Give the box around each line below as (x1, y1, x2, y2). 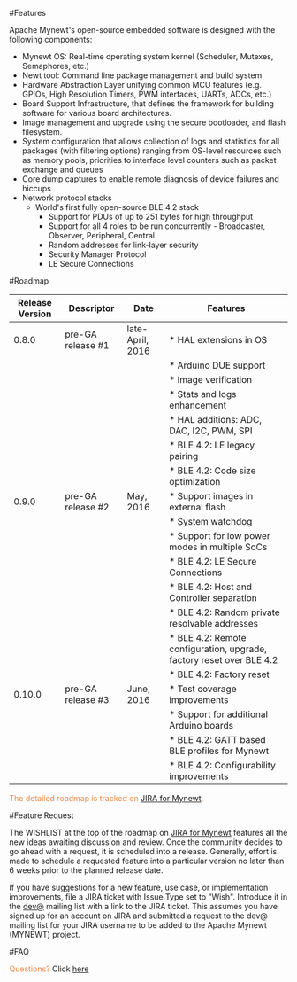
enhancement (169, 399, 227, 411)
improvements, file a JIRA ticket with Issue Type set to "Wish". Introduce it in (9, 892, 288, 902)
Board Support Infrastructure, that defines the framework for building (21, 98, 274, 109)
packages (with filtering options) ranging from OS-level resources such (21, 145, 282, 156)
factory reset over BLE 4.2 (169, 654, 278, 666)
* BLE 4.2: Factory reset (169, 668, 270, 681)
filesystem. (21, 127, 63, 136)
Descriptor (68, 302, 115, 314)
